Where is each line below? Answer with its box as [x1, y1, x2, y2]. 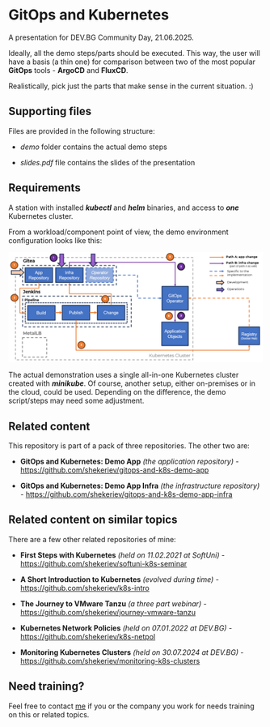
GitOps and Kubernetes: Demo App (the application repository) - [19, 456, 239, 466]
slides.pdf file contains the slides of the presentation [19, 157, 196, 167]
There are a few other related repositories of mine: [8, 534, 176, 544]
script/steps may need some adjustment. [8, 396, 145, 406]
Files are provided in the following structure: [8, 126, 155, 135]
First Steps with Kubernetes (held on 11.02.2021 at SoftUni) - [19, 550, 225, 560]
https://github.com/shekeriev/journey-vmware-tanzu [19, 607, 196, 617]
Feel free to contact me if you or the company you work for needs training [8, 701, 255, 711]
